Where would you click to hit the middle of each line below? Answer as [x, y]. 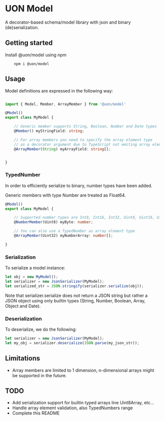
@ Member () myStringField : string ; [49, 131]
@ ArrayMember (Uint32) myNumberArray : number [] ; [63, 236]
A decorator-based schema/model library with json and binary [68, 22]
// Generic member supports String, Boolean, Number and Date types [85, 127]
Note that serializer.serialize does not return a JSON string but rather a [76, 295]
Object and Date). [23, 306]
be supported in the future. [40, 375]
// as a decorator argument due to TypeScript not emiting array [82, 144]
